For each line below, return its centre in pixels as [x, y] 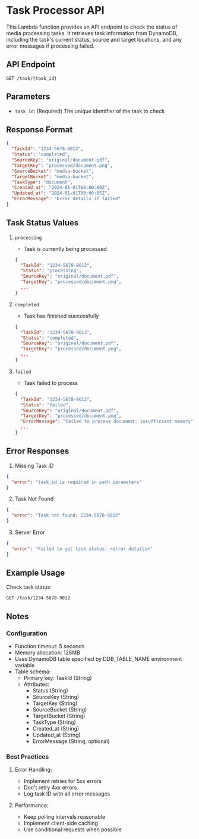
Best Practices [28, 757]
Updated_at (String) [57, 735]
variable [25, 666]
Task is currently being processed [65, 248]
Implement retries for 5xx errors [63, 781]
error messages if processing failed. [50, 46]
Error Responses [38, 451]
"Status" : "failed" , [46, 405]
